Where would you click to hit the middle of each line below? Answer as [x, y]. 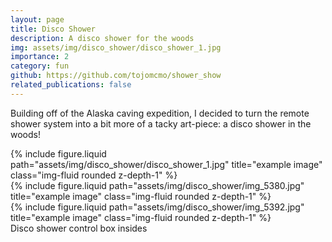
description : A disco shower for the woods [102, 38]
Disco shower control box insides [79, 228]
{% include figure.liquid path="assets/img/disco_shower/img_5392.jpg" [157, 207]
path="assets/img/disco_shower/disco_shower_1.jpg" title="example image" [166, 164]
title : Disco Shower [53, 29]
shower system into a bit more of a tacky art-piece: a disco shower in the [161, 123]
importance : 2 [40, 57]
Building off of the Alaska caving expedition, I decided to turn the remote [160, 113]
